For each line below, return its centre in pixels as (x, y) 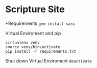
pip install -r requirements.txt (41, 51)
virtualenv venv (22, 42)
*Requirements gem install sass (40, 23)
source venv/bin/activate (33, 47)
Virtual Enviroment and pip (33, 33)
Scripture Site (35, 9)
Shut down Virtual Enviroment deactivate (49, 61)
